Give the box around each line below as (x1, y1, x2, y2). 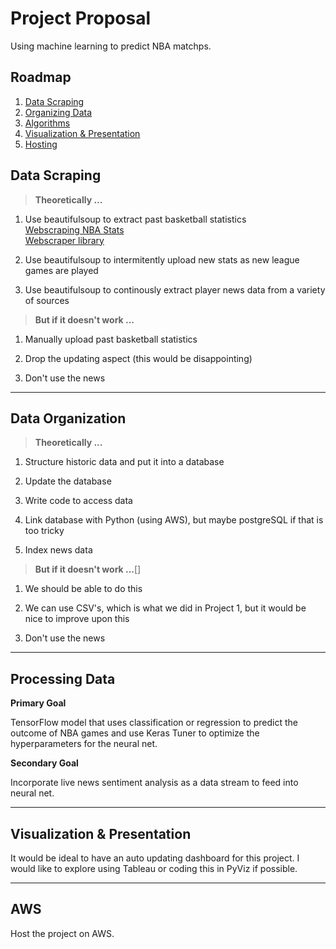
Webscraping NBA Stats (24, 223, 125, 236)
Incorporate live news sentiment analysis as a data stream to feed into (10, 777, 299, 789)
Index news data (24, 544, 93, 556)
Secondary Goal (10, 757, 79, 769)
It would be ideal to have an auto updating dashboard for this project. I (10, 852, 300, 864)
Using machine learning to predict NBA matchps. (10, 40, 212, 52)
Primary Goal (10, 697, 67, 709)
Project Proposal (10, 7, 152, 30)
